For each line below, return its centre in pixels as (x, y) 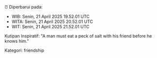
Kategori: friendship (24, 50)
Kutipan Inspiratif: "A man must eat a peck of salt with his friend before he (78, 36)
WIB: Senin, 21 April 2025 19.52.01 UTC (51, 17)
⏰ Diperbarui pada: (24, 7)
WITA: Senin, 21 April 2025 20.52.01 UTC (52, 22)
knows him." (17, 41)
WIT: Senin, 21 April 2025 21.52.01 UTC (50, 27)
